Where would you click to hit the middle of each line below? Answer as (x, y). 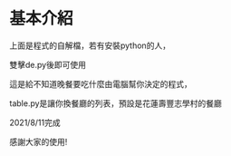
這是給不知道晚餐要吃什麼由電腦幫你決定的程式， (101, 83)
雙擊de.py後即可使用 (48, 64)
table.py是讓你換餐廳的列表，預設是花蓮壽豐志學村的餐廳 (115, 103)
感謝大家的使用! (38, 141)
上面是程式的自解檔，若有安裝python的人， (90, 45)
